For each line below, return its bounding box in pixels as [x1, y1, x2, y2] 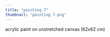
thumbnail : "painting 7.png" [5, 12, 67, 17]
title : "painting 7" [5, 7, 49, 13]
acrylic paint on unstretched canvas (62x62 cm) [5, 26, 105, 32]
